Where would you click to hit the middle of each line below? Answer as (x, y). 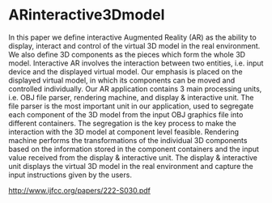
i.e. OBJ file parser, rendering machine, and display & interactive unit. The (131, 97)
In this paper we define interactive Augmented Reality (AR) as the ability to (132, 37)
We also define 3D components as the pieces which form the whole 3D (127, 54)
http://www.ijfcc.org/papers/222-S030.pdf (80, 190)
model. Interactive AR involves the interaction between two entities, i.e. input (136, 63)
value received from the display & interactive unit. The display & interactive (133, 157)
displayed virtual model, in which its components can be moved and (122, 80)
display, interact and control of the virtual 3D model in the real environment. (134, 45)
